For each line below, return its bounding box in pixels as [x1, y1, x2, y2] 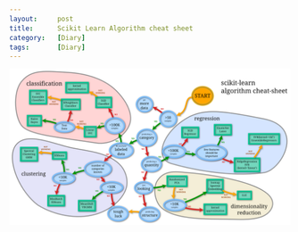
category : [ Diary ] [9, 33, 87, 42]
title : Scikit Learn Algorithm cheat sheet [9, 23, 194, 33]
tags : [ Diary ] [9, 43, 87, 52]
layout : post [9, 14, 74, 23]
